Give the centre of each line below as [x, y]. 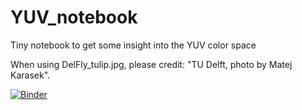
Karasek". [30, 75]
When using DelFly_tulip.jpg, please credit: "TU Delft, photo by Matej [151, 64]
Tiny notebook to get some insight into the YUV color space [133, 45]
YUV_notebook [74, 17]
